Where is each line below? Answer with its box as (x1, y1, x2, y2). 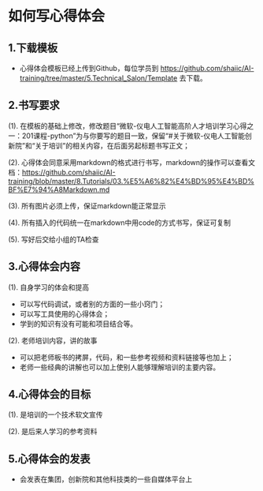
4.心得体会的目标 (8, 388, 91, 401)
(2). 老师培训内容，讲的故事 (8, 335, 98, 345)
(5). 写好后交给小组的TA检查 (8, 234, 99, 244)
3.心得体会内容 (8, 260, 81, 273)
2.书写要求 (8, 99, 61, 112)
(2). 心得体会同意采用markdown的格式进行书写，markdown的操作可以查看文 (8, 157, 256, 167)
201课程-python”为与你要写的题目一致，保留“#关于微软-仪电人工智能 (21, 131, 246, 141)
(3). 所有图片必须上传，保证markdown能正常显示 (8, 201, 167, 210)
